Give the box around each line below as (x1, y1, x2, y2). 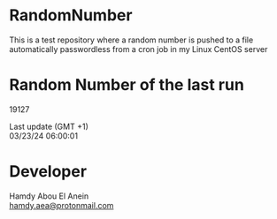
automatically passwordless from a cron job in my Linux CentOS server (9, 43, 268, 54)
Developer (9, 162, 87, 182)
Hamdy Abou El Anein (9, 191, 89, 201)
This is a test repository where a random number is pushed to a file (9, 34, 254, 45)
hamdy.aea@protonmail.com (9, 200, 114, 210)
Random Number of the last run (9, 75, 245, 95)
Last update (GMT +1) (9, 121, 88, 132)
